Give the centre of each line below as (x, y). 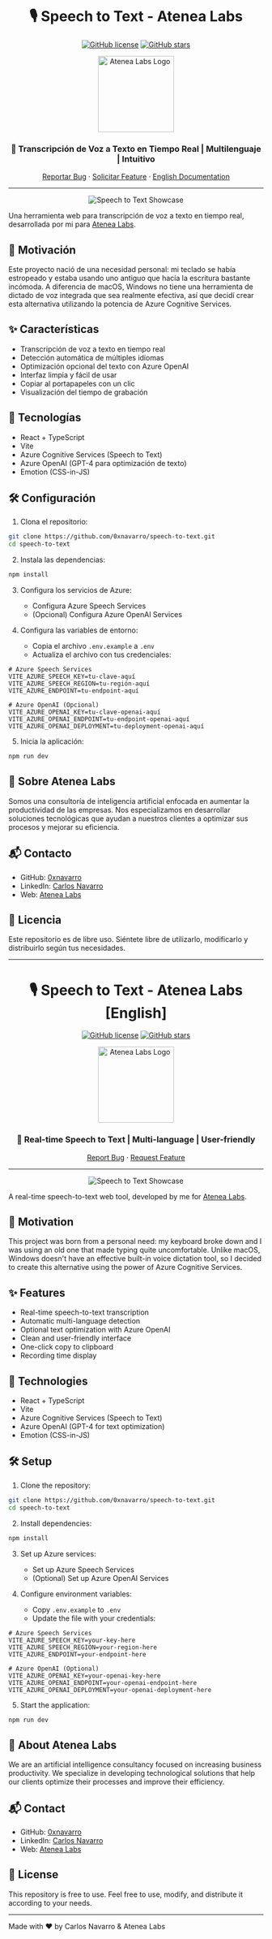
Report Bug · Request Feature (136, 1157)
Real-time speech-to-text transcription (85, 1312)
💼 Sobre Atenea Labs (62, 782)
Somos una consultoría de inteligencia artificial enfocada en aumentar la (129, 801)
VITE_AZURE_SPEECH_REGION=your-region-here (83, 1647)
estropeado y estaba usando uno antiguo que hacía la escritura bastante (130, 279)
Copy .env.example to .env (76, 1609)
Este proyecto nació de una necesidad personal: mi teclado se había (122, 270)
